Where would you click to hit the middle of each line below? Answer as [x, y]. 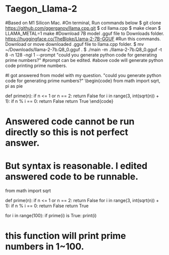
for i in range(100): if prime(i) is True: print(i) [51, 216]
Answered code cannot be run [70, 122]
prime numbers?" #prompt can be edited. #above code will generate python [84, 60]
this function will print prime [66, 236]
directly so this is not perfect [67, 132]
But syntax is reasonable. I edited [76, 166]
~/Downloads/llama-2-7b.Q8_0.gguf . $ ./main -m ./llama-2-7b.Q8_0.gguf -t [84, 49]
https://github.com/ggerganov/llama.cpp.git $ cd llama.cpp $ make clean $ [83, 28]
